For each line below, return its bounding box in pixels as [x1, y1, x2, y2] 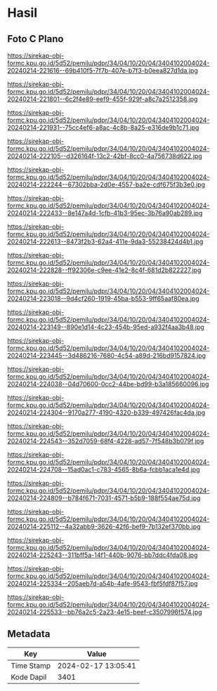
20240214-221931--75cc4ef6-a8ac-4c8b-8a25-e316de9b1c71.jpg [7, 123, 199, 131]
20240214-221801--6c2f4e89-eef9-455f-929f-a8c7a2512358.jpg [7, 95, 198, 103]
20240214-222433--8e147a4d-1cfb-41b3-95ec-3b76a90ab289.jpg [7, 209, 203, 217]
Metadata [7, 628, 51, 640]
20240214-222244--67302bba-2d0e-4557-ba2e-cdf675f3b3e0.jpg [7, 180, 206, 189]
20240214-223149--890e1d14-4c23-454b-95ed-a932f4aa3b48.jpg [7, 323, 205, 331]
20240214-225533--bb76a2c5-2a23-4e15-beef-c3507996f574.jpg [7, 608, 202, 616]
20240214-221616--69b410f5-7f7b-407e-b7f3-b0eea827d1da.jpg [7, 67, 198, 74]
